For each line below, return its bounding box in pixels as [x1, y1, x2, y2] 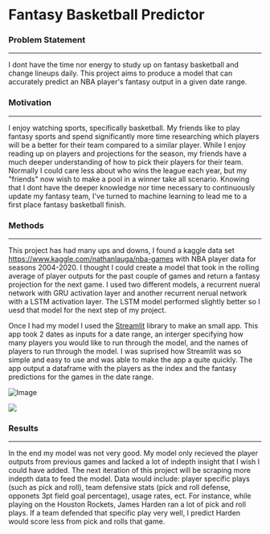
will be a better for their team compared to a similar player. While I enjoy [8, 140, 247, 149]
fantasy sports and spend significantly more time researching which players [8, 131, 260, 141]
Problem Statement [8, 35, 86, 46]
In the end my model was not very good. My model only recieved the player [8, 448, 259, 459]
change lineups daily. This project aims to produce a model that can [8, 68, 233, 78]
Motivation [8, 97, 52, 108]
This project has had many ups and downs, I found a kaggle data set [8, 246, 235, 255]
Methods [8, 219, 44, 230]
